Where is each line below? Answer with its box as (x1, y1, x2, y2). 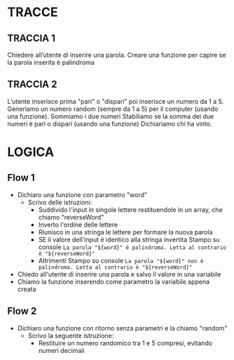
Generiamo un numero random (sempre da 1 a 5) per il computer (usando (7, 105, 219, 113)
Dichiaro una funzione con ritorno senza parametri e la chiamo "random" (17, 324, 228, 332)
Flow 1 (7, 172, 35, 184)
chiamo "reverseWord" (38, 213, 104, 221)
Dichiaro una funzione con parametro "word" (17, 190, 148, 199)
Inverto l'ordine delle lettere (38, 220, 118, 229)
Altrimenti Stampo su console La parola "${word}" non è (38, 256, 204, 265)
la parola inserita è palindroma (7, 58, 95, 67)
